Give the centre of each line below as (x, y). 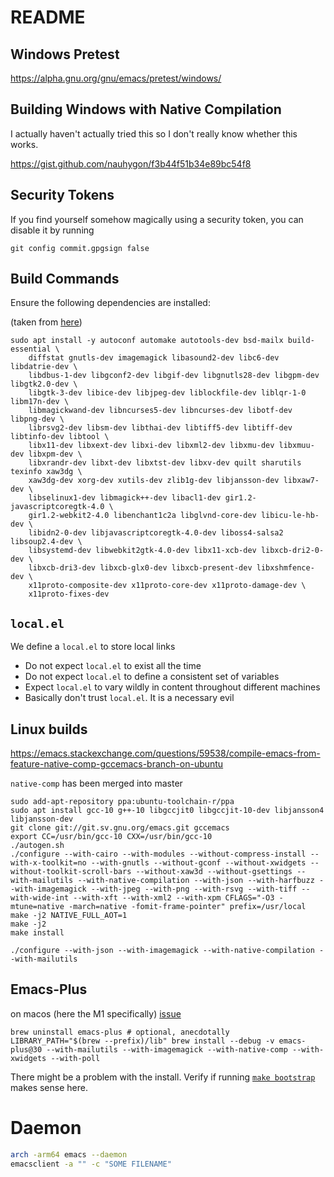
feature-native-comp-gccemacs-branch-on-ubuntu (117, 764)
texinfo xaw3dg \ (46, 472)
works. (24, 144)
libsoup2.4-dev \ (46, 542)
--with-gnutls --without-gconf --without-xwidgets (198, 863)
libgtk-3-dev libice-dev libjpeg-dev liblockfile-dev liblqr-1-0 (167, 393)
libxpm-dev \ (55, 454)
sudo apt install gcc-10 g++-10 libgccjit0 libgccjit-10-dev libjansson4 (167, 811)
